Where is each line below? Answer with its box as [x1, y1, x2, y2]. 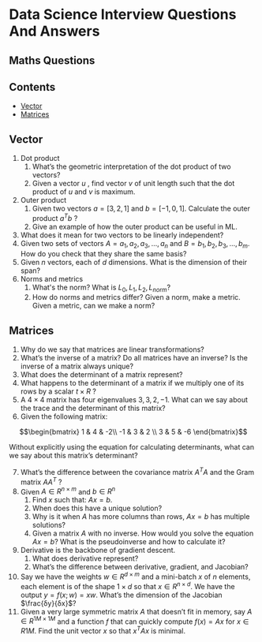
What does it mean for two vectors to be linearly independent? [20, 230, 224, 240]
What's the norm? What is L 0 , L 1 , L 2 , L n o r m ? [32, 282, 171, 293]
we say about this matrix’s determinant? [9, 451, 139, 461]
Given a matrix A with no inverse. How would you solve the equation [32, 528, 254, 538]
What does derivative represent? [32, 554, 139, 563]
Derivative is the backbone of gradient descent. [20, 546, 176, 555]
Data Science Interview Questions [9, 6, 237, 24]
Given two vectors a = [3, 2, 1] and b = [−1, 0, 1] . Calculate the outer [32, 203, 251, 214]
